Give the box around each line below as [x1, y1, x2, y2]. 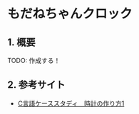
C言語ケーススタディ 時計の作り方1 [17, 99, 125, 108]
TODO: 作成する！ [7, 57, 61, 64]
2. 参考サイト [7, 79, 66, 91]
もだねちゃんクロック [7, 6, 133, 22]
